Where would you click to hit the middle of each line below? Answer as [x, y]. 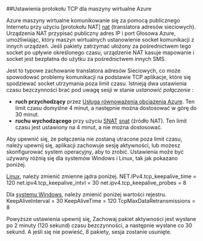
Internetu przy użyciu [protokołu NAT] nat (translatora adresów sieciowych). [101, 27]
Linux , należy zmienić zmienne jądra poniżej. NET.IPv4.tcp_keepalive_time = [101, 176]
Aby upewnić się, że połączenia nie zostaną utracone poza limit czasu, [95, 139]
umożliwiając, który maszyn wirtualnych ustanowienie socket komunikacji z [100, 40]
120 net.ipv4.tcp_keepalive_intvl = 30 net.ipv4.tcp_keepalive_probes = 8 [96, 183]
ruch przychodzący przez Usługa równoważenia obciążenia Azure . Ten [105, 101]
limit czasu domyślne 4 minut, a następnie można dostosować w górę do [106, 108]
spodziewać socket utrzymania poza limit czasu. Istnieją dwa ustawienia [96, 83]
